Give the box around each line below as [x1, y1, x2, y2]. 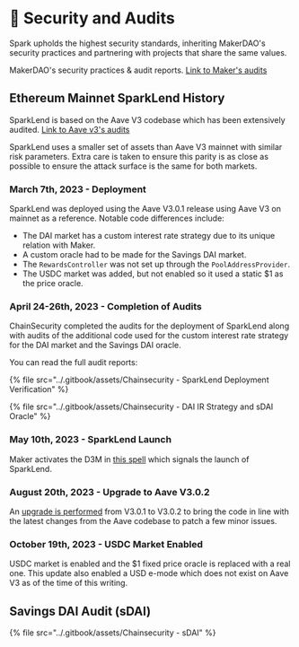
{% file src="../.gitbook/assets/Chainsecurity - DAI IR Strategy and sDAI [9, 401, 274, 412]
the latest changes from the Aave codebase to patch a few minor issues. [9, 515, 277, 526]
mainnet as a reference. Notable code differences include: [9, 213, 224, 223]
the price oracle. [22, 278, 84, 289]
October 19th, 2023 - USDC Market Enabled [9, 538, 204, 550]
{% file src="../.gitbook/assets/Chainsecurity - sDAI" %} [9, 627, 216, 638]
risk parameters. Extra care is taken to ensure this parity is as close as [9, 151, 269, 162]
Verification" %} [9, 384, 69, 395]
